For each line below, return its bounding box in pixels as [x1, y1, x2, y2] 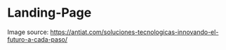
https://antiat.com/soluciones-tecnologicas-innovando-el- [50, 28, 219, 36]
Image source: [7, 28, 49, 36]
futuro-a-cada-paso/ [7, 35, 68, 43]
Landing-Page [7, 5, 92, 21]
